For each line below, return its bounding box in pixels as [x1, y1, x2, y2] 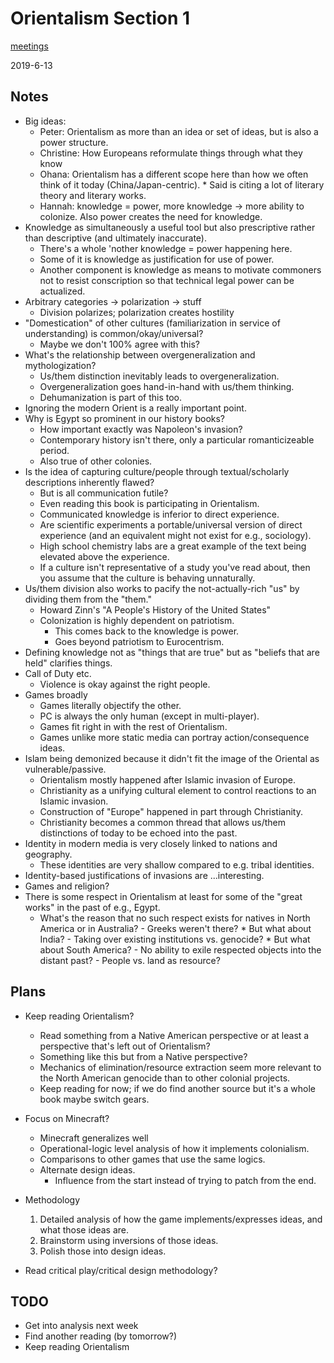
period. [39, 444, 70, 456]
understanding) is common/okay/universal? [24, 327, 204, 339]
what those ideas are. [39, 1223, 129, 1236]
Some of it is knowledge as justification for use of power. [39, 253, 275, 265]
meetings [10, 40, 49, 52]
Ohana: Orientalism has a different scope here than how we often [39, 168, 309, 180]
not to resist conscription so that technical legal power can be [39, 274, 295, 286]
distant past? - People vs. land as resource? [39, 954, 221, 966]
